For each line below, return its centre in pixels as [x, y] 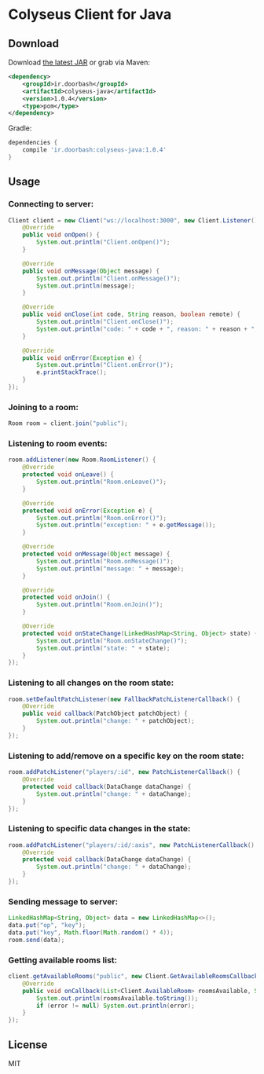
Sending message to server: [63, 901]
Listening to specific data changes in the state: [99, 829]
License [28, 1045]
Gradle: [20, 128]
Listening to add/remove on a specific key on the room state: [126, 756]
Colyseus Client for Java [90, 15]
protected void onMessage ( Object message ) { [96, 554]
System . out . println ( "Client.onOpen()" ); [103, 242]
